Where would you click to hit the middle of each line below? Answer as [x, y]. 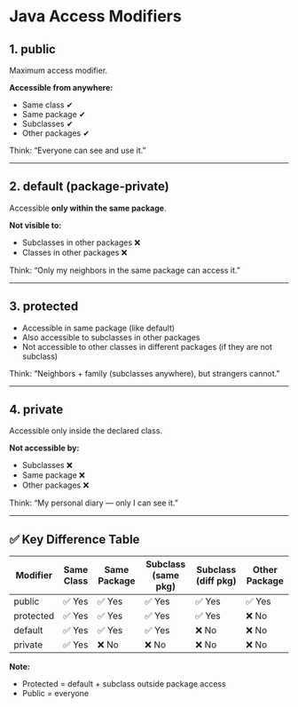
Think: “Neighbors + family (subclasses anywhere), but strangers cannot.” [145, 373]
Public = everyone [55, 694]
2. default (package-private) [90, 187]
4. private [36, 410]
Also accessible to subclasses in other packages [111, 337]
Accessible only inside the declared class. [86, 431]
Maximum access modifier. [59, 70]
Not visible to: [35, 225]
